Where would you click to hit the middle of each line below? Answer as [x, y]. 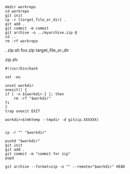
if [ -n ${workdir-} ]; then [35, 94]
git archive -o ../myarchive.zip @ [41, 33]
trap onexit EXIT [23, 111]
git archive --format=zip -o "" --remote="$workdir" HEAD [65, 167]
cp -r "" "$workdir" [26, 133]
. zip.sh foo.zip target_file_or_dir [37, 50]
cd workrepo [17, 11]
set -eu [13, 77]
